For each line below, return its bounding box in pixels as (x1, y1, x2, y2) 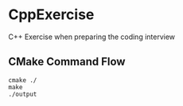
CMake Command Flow (8, 55, 126, 69)
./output (8, 90, 37, 98)
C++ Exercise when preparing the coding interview (8, 32, 176, 41)
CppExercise (8, 6, 95, 24)
